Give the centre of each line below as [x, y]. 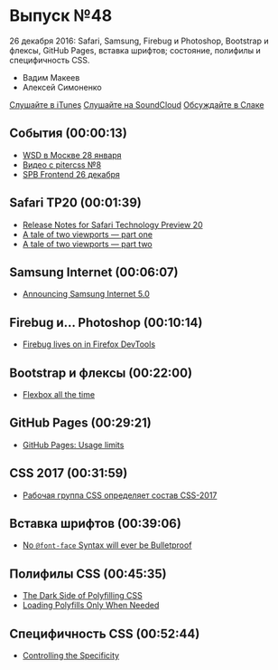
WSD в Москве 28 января [72, 155]
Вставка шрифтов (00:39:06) [96, 524]
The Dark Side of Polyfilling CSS [82, 596]
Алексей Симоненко [62, 87]
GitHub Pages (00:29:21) [80, 423]
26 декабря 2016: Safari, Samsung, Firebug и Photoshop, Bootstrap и [139, 41]
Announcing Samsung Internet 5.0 [86, 294]
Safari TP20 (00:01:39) [75, 203]
